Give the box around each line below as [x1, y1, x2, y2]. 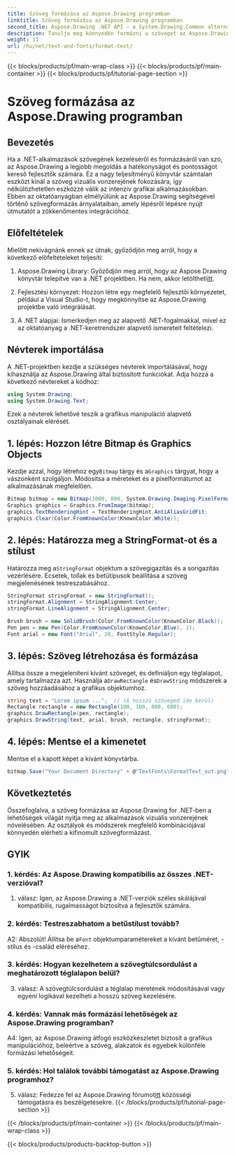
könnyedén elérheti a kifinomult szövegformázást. [7, 828, 152, 836]
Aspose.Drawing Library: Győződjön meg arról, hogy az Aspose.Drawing [17, 266, 227, 275]
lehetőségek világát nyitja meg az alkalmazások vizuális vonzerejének [7, 813, 208, 822]
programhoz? [7, 1075, 55, 1084]
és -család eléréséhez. [24, 942, 90, 951]
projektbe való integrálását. [17, 302, 97, 311]
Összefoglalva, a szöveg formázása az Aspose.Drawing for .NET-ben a [7, 805, 212, 815]
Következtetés [7, 787, 72, 799]
